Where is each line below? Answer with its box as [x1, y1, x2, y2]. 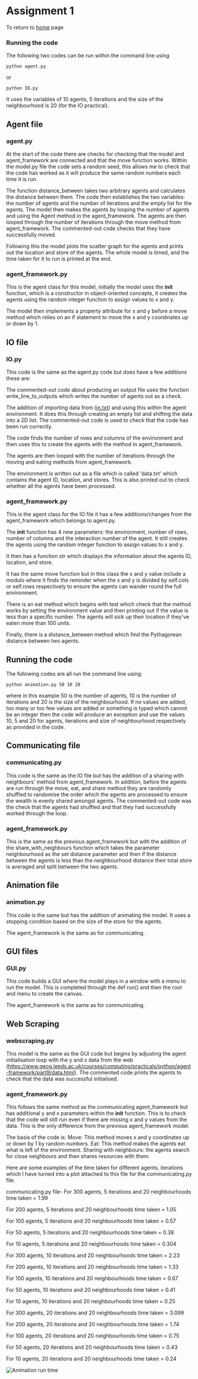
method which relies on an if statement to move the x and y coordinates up [6, 314, 189, 321]
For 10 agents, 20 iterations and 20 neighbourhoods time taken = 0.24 [6, 1355, 177, 1362]
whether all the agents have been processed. [6, 482, 116, 489]
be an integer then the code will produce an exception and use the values [6, 711, 185, 718]
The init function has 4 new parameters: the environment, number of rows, [6, 528, 189, 535]
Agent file [6, 119, 43, 129]
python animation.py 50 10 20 [6, 682, 81, 688]
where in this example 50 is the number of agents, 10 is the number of [6, 692, 177, 700]
